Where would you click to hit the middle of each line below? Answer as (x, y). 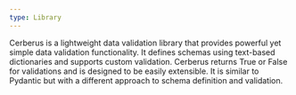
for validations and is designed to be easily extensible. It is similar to (134, 71)
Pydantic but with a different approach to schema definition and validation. (146, 80)
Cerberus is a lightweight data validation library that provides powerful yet (145, 43)
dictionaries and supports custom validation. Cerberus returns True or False (148, 61)
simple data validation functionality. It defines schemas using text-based (142, 52)
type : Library (36, 17)
